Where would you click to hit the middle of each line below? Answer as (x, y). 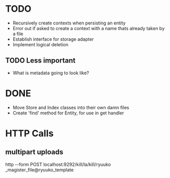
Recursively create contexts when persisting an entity (69, 23)
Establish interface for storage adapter (53, 39)
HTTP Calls (29, 133)
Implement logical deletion (41, 44)
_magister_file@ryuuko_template (40, 170)
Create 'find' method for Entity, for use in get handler (68, 113)
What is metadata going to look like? (51, 73)
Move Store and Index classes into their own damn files (71, 107)
